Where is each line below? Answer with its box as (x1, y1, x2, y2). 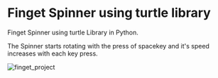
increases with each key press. (7, 49, 98, 58)
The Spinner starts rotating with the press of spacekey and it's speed (7, 41, 209, 50)
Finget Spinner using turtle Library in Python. (7, 28, 138, 37)
